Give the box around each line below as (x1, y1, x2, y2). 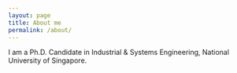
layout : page (8, 11, 51, 20)
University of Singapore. (8, 56, 87, 65)
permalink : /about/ (8, 26, 72, 34)
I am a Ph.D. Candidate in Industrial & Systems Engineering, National (8, 48, 230, 57)
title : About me (8, 19, 61, 27)
